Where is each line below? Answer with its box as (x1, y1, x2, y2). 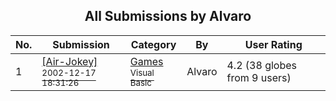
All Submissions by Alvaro (84, 8, 252, 25)
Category (130, 37, 177, 51)
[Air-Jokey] (41, 54, 98, 68)
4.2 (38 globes (226, 58, 297, 72)
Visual (129, 67, 155, 78)
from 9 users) (226, 70, 292, 84)
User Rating (244, 37, 303, 51)
